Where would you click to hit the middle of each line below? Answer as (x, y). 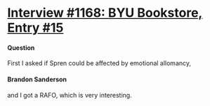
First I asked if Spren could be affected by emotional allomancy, (99, 63)
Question (21, 48)
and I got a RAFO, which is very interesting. (70, 95)
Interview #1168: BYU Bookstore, (105, 13)
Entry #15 (35, 28)
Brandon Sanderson (37, 79)
